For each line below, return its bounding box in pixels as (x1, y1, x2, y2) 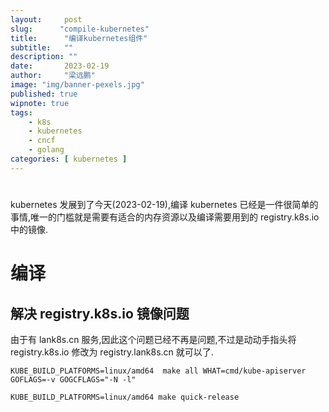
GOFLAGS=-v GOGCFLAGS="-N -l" (10, 374, 137, 385)
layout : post (10, 14, 83, 25)
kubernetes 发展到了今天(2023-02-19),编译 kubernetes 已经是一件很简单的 (10, 198, 319, 210)
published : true (10, 89, 78, 99)
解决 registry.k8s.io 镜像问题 (10, 305, 190, 322)
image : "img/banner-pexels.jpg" (10, 80, 145, 90)
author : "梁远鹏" (10, 71, 96, 81)
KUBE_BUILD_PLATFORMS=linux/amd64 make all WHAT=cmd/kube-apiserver (10, 366, 307, 376)
